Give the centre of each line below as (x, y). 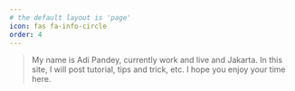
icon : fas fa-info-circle (58, 26)
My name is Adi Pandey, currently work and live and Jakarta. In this (157, 60)
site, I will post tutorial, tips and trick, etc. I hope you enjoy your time (158, 69)
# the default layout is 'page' (70, 18)
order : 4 (26, 34)
